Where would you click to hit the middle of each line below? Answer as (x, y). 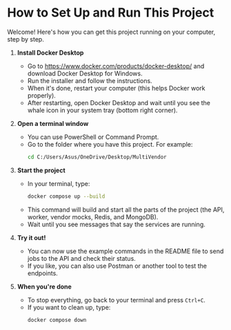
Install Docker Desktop (50, 53)
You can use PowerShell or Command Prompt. (93, 137)
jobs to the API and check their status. (81, 258)
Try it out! (31, 237)
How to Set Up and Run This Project (111, 13)
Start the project (41, 170)
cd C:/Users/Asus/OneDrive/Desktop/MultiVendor (97, 157)
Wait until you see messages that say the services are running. (116, 224)
